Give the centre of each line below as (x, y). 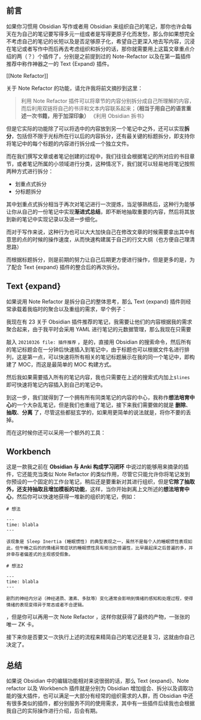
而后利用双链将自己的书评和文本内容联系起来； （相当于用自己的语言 (103, 108)
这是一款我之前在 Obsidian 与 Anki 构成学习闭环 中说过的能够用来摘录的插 (98, 467)
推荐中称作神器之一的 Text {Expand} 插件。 (59, 63)
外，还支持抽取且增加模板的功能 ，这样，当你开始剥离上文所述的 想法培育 (95, 489)
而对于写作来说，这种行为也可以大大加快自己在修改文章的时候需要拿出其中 (98, 232)
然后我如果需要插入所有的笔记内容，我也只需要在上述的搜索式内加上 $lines (98, 377)
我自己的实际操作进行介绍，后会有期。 (53, 711)
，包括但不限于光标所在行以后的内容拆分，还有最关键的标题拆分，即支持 (100, 136)
